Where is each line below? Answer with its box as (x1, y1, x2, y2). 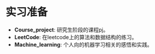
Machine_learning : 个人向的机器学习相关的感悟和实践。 (14, 41, 153, 48)
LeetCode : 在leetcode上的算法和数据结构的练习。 (14, 33, 137, 40)
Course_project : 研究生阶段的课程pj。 (14, 26, 109, 33)
